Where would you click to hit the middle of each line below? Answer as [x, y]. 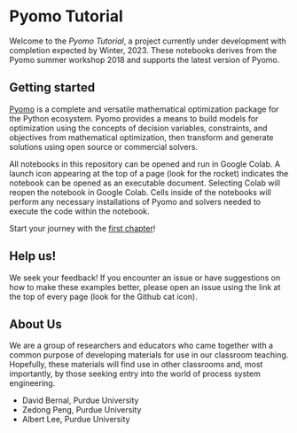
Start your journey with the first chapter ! [82, 228]
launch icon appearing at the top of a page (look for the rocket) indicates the [149, 173]
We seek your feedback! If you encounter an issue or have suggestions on [145, 278]
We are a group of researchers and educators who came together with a [141, 346]
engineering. [32, 383]
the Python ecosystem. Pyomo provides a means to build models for [134, 118]
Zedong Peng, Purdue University [82, 410]
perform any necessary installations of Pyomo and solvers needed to [135, 201]
